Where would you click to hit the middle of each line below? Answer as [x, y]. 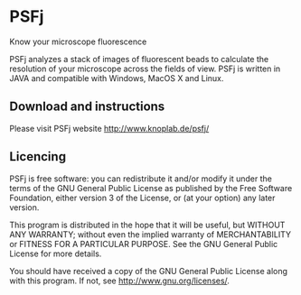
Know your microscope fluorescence [78, 41]
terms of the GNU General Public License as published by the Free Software [151, 188]
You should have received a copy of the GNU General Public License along [148, 271]
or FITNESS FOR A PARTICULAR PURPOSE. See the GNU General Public [144, 244]
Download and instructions [87, 107]
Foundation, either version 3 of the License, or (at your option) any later [142, 198]
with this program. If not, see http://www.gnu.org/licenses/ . [120, 281]
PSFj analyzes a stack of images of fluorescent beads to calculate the [139, 59]
